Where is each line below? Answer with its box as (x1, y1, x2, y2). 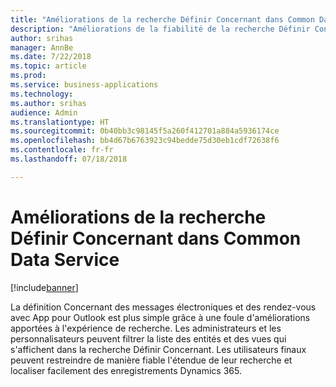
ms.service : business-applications (10, 80, 159, 90)
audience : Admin (10, 107, 78, 118)
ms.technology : (10, 89, 74, 99)
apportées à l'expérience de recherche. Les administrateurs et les (10, 322, 282, 334)
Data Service (10, 248, 120, 271)
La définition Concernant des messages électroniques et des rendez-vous (10, 301, 317, 313)
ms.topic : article (10, 61, 87, 71)
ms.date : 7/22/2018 (10, 52, 92, 62)
